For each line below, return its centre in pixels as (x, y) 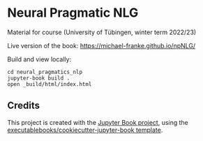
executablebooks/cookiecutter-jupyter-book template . (85, 130)
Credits (24, 106)
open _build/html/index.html (50, 84)
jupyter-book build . (39, 78)
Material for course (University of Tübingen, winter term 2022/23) (102, 32)
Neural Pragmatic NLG (73, 13)
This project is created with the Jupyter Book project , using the (98, 122)
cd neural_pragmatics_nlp (45, 72)
